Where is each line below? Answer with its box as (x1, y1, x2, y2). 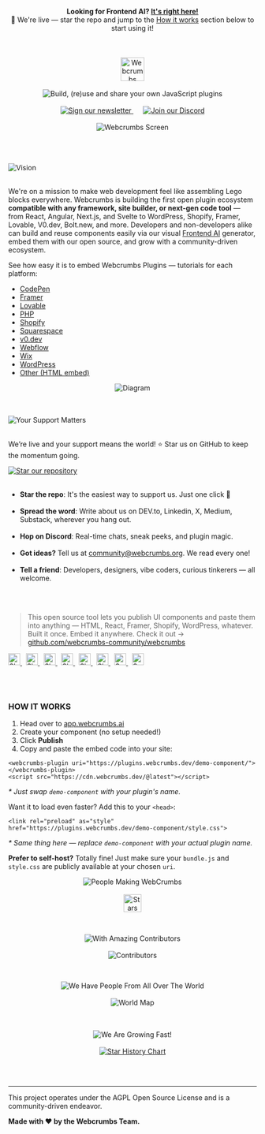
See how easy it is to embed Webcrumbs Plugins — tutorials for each (8, 260, 233, 270)
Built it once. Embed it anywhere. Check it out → (27, 629, 185, 638)
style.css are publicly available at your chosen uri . (8, 862, 176, 871)
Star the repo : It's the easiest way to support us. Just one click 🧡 (19, 490, 231, 499)
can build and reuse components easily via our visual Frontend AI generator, (8, 229, 256, 237)
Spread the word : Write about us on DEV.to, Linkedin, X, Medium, (19, 506, 233, 516)
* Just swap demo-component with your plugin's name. (8, 787, 181, 796)
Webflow (19, 343, 49, 352)
